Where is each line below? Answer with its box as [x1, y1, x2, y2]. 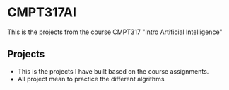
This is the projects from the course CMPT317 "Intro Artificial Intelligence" [7, 28, 223, 36]
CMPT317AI [7, 4, 76, 21]
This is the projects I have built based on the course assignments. [17, 67, 209, 75]
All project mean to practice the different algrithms [17, 74, 165, 83]
